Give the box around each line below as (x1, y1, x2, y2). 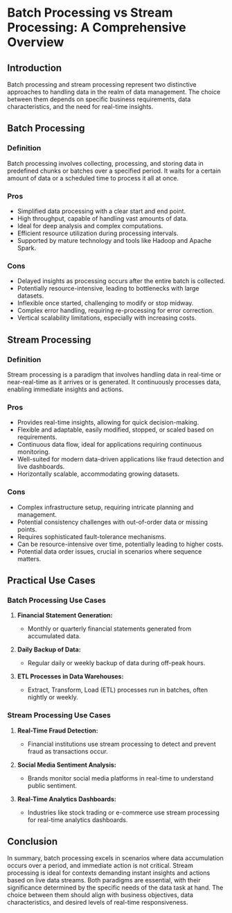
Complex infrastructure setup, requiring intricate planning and (17, 503, 194, 511)
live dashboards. (17, 463, 65, 471)
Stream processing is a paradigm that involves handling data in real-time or (7, 370, 222, 379)
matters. (17, 554, 42, 563)
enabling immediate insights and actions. (7, 385, 124, 393)
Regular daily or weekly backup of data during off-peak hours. (27, 659, 206, 667)
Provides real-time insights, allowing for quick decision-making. (17, 418, 199, 427)
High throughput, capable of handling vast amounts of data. (17, 214, 188, 223)
